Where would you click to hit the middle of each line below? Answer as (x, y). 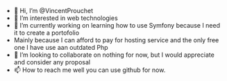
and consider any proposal (52, 62)
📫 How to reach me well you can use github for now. (90, 70)
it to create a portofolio (47, 33)
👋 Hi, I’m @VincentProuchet (53, 11)
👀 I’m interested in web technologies (66, 18)
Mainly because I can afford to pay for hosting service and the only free (116, 40)
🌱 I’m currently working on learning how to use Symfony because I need (117, 25)
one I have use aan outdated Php (61, 47)
